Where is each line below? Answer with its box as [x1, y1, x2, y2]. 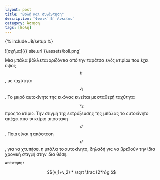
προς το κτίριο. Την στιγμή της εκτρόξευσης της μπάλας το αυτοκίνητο [5, 110, 149, 116]
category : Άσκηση [5, 20, 40, 26]
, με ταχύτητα [5, 78, 33, 84]
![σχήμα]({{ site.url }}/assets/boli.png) [5, 48, 81, 54]
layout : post [5, 7, 32, 12]
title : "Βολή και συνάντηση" [5, 12, 64, 17]
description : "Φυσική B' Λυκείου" [5, 16, 75, 21]
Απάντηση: [5, 161, 25, 165]
